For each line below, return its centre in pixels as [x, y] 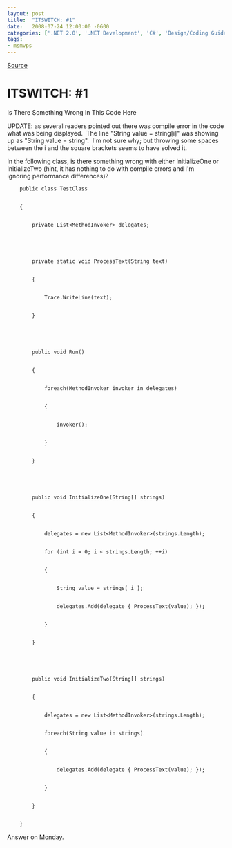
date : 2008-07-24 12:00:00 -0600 [58, 26]
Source [17, 65]
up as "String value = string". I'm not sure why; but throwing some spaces [113, 140]
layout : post [26, 13]
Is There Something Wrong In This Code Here [72, 112]
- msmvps [20, 46]
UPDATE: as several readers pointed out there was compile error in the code [116, 126]
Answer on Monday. [36, 837]
